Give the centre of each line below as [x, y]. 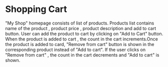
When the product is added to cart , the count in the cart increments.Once [81, 39]
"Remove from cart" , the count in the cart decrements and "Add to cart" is [82, 55]
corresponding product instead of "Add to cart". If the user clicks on [75, 49]
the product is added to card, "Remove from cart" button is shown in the [80, 44]
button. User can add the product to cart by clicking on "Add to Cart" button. [84, 33]
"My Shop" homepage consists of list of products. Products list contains [80, 23]
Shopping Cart [36, 9]
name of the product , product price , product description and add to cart [81, 28]
